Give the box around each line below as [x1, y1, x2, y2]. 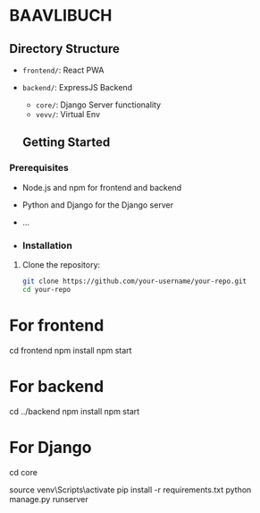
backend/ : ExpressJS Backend [21, 82, 132, 92]
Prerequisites [9, 162, 69, 175]
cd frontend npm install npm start [9, 345, 132, 355]
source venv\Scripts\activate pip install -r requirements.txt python [9, 484, 252, 495]
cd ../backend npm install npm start [9, 406, 140, 416]
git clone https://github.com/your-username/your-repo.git [21, 277, 247, 286]
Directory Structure [9, 41, 121, 56]
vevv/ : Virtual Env [35, 109, 101, 119]
